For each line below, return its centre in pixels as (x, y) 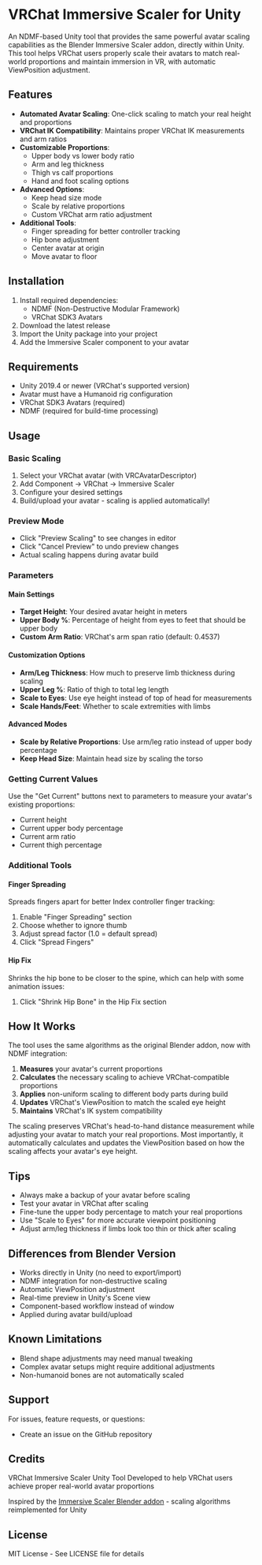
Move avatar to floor (64, 256)
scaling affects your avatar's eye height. (73, 1151)
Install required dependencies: (69, 300)
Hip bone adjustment (65, 239)
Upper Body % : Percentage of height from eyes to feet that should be (133, 620)
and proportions (46, 122)
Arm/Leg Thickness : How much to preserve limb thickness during (127, 672)
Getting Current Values (53, 779)
